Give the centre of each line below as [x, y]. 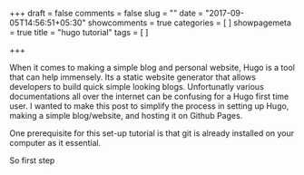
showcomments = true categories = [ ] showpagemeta [190, 23]
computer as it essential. [55, 143]
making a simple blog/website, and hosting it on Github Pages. [126, 116]
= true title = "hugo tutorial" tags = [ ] [79, 32]
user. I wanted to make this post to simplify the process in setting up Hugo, [149, 106]
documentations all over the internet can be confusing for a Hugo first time [149, 96]
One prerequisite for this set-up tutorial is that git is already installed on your [152, 133]
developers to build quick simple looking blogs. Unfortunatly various [137, 87]
